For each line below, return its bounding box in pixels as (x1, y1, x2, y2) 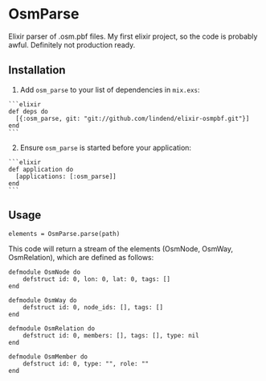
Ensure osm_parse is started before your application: (19, 143, 191, 152)
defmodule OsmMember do (8, 352, 88, 361)
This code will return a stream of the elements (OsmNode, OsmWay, (8, 243, 234, 254)
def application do (8, 165, 74, 173)
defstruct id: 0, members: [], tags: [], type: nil (23, 331, 199, 339)
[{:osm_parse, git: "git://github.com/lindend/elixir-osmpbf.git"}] (15, 114, 250, 122)
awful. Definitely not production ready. (8, 39, 136, 49)
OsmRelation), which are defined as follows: (8, 252, 154, 262)
